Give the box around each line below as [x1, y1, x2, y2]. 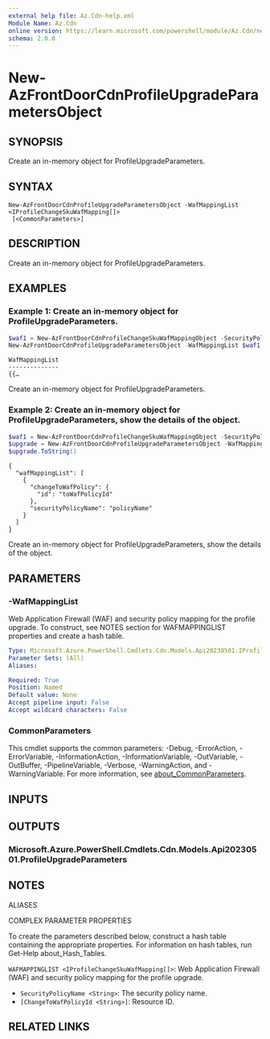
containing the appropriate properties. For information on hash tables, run [8, 939, 252, 950]
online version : [8, 27, 63, 35]
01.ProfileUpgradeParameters [8, 854, 128, 865]
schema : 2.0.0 [8, 34, 56, 43]
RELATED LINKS [8, 1020, 90, 1034]
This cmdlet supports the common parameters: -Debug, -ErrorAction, [8, 744, 239, 753]
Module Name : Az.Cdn [8, 19, 78, 27]
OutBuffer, [8, 761, 43, 770]
